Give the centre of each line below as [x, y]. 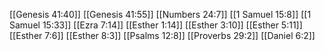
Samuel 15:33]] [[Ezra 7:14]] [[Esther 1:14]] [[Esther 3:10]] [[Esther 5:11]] [156, 25]
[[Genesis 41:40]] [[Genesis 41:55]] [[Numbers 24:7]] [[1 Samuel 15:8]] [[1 [160, 14]
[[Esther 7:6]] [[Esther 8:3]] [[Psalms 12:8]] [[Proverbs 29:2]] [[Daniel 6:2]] [162, 35]
